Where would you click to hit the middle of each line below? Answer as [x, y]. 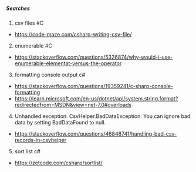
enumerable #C [33, 45]
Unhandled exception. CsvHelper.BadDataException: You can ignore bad [102, 116]
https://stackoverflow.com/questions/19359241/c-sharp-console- [94, 86]
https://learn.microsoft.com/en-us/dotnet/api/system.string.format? [96, 98]
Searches [18, 8]
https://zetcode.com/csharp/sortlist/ [58, 163]
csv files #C [29, 23]
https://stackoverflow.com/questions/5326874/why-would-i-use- [94, 57]
